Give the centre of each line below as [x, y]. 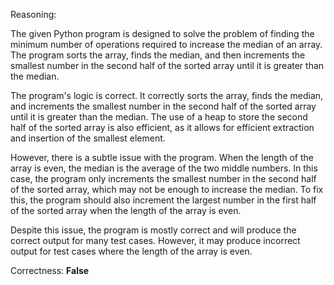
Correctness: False [50, 270]
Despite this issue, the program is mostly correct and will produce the [153, 230]
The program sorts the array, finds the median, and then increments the [158, 55]
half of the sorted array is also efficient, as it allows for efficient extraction [162, 127]
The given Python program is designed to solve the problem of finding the [162, 33]
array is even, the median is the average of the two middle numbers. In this [164, 168]
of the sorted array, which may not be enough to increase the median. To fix [167, 189]
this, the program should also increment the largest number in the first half [163, 200]
